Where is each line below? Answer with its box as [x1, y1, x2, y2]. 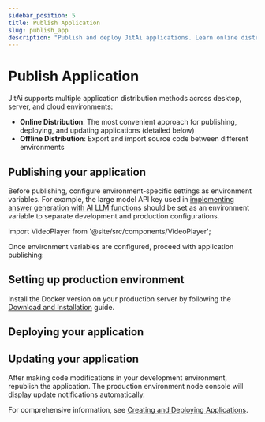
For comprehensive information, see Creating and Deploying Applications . [8, 405, 248, 415]
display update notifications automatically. [8, 390, 145, 399]
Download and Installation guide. [8, 302, 115, 312]
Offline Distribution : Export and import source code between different [19, 134, 248, 144]
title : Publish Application [8, 19, 101, 27]
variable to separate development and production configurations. [8, 211, 220, 221]
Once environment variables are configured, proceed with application [8, 242, 234, 251]
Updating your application [8, 352, 140, 365]
